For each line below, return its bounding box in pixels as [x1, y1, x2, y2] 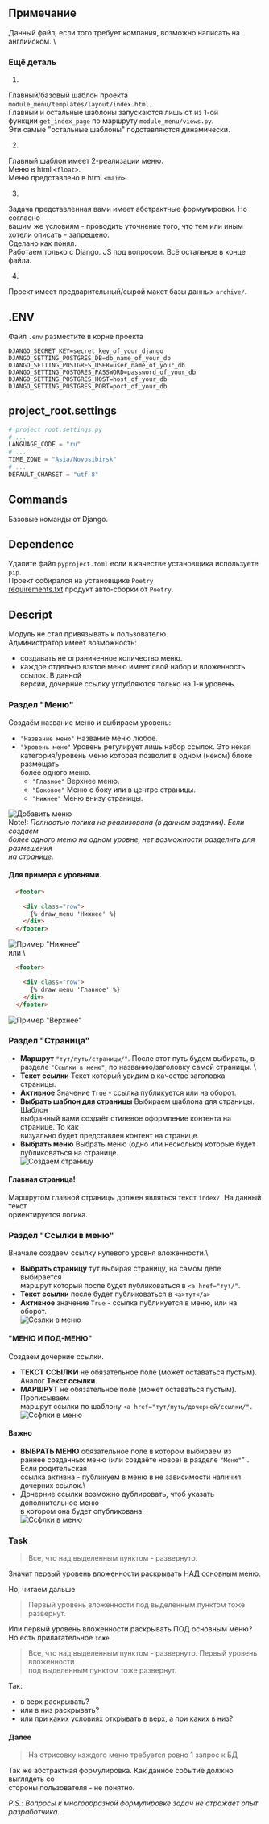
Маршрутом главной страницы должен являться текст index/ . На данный [8, 1192, 262, 1203]
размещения [8, 843, 52, 852]
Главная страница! [8, 1175, 77, 1184]
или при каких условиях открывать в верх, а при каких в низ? [19, 1714, 234, 1723]
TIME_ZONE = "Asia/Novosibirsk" [8, 455, 117, 464]
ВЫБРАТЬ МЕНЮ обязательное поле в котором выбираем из [19, 1446, 232, 1456]
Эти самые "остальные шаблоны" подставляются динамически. [8, 125, 231, 135]
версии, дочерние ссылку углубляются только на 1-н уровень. [19, 679, 236, 689]
